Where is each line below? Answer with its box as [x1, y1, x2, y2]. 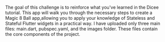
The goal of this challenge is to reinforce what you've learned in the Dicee [5, 5, 159, 10]
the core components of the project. [5, 31, 81, 37]
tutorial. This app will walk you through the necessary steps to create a [5, 10, 152, 16]
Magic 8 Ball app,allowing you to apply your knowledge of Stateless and [5, 15, 155, 21]
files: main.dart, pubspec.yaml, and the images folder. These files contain [5, 26, 158, 32]
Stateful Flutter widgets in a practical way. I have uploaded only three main [5, 20, 160, 26]
